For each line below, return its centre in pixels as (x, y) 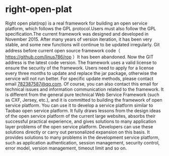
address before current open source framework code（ (63, 50)
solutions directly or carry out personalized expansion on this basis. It (78, 132)
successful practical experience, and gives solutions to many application (81, 121)
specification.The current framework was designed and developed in (77, 34)
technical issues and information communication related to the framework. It (84, 89)
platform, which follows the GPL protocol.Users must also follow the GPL (81, 28)
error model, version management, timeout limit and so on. (66, 148)
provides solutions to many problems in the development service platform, (82, 137)
